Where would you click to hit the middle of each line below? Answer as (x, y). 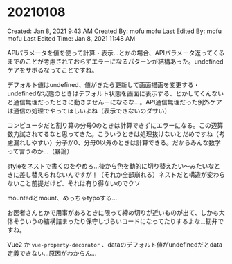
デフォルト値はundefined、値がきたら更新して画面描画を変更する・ (104, 84)
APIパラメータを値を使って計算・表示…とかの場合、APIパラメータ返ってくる (116, 53)
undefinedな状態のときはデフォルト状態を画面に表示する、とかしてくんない (116, 93)
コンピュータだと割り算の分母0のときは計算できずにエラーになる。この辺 (112, 125)
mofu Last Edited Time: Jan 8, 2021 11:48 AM (71, 38)
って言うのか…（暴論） (40, 151)
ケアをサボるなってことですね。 (53, 70)
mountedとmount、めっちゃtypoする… (62, 198)
